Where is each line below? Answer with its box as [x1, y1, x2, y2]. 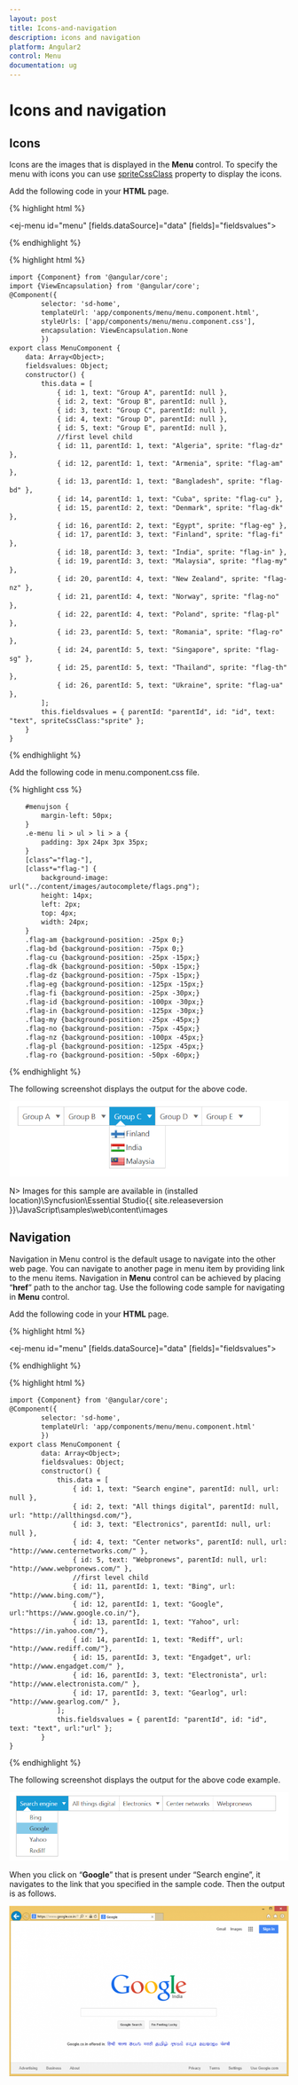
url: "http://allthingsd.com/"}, [9, 1511, 133, 1520]
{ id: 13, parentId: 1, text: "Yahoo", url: [72, 1617, 240, 1626]
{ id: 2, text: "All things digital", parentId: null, [72, 1502, 279, 1511]
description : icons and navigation [9, 33, 141, 42]
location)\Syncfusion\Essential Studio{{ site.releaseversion [9, 1194, 223, 1206]
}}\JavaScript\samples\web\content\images [9, 1204, 169, 1215]
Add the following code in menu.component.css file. [9, 767, 200, 777]
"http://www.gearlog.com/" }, [9, 1697, 122, 1706]
